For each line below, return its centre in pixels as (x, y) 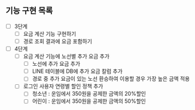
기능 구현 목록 (29, 11)
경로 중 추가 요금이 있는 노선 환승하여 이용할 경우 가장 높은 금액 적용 (111, 79)
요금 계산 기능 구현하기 (50, 33)
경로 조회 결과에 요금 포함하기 (57, 41)
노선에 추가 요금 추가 (56, 64)
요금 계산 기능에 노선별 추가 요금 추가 (66, 56)
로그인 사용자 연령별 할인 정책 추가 (63, 86)
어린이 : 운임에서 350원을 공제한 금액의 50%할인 (89, 101)
